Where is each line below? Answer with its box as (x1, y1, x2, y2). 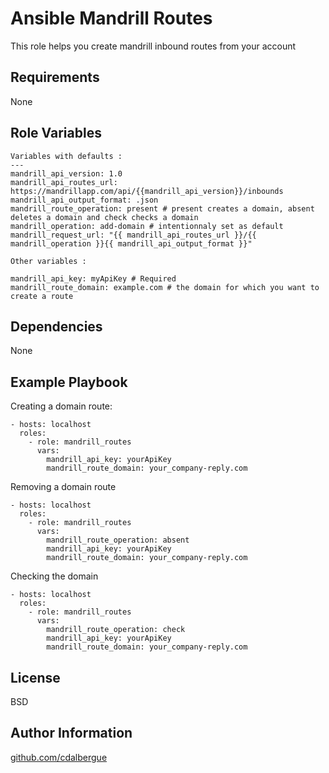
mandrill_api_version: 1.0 (10, 168, 123, 179)
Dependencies (10, 318, 103, 335)
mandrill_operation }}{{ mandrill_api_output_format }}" (10, 238, 253, 249)
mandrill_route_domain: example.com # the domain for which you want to (10, 282, 320, 292)
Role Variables (10, 125, 102, 142)
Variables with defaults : (10, 151, 123, 161)
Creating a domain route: (10, 400, 113, 412)
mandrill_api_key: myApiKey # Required (10, 273, 177, 284)
